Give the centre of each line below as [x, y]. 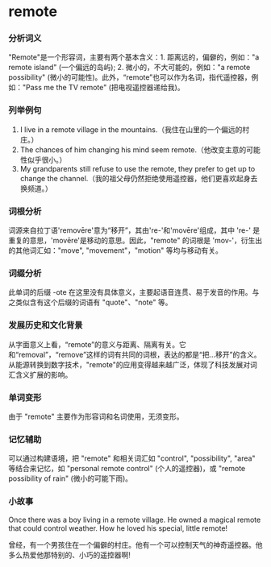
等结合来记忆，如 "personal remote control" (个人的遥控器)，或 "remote [127, 469]
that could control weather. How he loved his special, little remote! [118, 528]
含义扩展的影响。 [44, 375]
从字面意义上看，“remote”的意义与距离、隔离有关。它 [98, 344]
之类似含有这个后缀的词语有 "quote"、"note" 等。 [90, 302]
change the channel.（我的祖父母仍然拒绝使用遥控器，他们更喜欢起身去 [139, 178]
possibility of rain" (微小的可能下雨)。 [71, 478]
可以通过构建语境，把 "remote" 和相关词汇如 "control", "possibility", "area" [132, 458]
